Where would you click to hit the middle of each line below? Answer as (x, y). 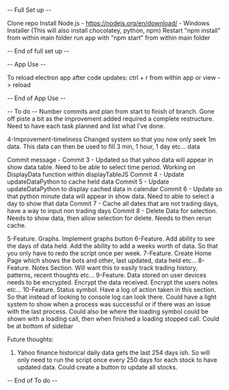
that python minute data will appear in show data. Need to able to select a (111, 196)
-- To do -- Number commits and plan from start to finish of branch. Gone (111, 111)
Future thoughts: (30, 339)
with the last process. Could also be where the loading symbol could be (108, 312)
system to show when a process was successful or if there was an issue (109, 304)
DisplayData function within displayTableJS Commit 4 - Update (96, 174)
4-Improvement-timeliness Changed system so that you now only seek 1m (112, 139)
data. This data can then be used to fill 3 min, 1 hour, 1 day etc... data (104, 146)
